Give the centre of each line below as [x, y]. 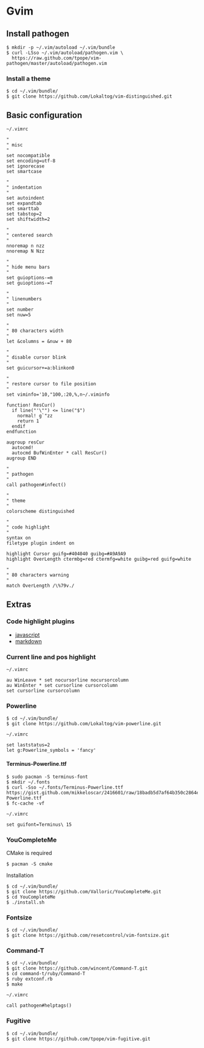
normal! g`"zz [35, 416]
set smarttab [23, 209]
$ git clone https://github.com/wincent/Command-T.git [77, 969]
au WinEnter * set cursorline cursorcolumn [62, 686]
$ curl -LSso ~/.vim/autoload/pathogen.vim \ [65, 53]
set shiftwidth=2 [28, 220]
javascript [27, 635]
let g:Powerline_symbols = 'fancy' [51, 751]
